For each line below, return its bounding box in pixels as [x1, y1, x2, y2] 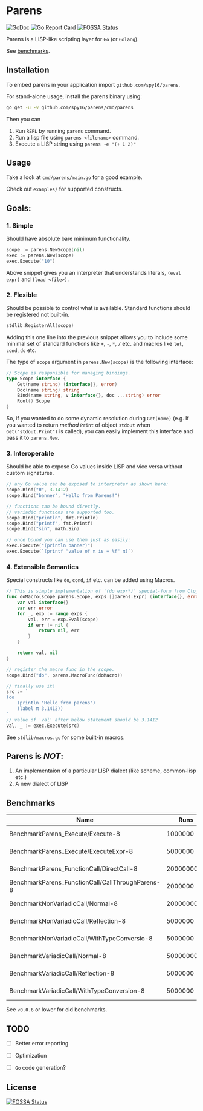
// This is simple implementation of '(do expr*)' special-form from [6, 588, 185, 595]
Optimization [14, 1052, 47, 1059]
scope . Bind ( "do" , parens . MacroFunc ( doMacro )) [6, 672, 123, 678]
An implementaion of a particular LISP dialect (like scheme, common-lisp [14, 767, 196, 774]
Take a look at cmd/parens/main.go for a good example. [6, 174, 143, 181]
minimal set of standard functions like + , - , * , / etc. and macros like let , [6, 340, 184, 347]
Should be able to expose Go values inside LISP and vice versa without [6, 463, 183, 470]
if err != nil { [28, 622, 69, 628]
